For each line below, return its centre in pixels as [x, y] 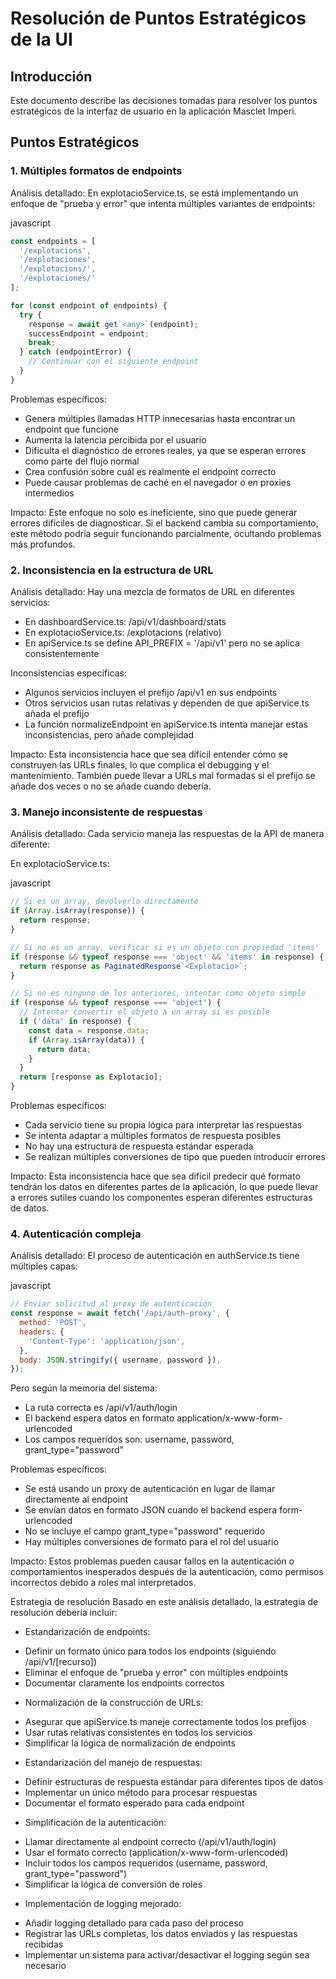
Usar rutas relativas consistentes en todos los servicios [138, 1733]
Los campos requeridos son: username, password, [129, 1439]
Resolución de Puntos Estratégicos [158, 18]
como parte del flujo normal [82, 461]
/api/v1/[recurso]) [61, 1662]
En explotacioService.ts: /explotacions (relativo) [123, 633]
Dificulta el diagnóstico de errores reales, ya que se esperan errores [165, 450]
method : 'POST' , [53, 1323]
